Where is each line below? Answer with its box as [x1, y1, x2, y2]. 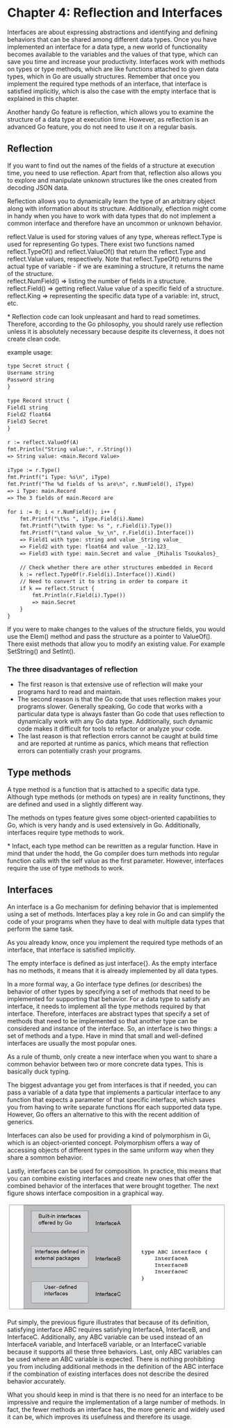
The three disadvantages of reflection [7, 664, 138, 674]
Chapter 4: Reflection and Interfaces [7, 5, 223, 21]
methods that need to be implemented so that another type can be [7, 1016, 198, 1025]
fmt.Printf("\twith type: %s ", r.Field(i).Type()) [19, 522, 172, 529]
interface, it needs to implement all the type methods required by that [7, 1002, 206, 1010]
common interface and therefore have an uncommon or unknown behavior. [7, 219, 223, 227]
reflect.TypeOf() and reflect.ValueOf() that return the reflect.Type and [7, 247, 207, 255]
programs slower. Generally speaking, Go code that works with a [17, 702, 203, 711]
